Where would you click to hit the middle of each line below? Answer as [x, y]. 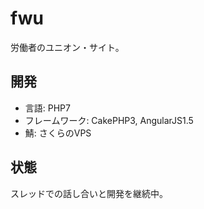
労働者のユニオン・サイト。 [67, 47]
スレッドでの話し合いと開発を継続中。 [89, 193]
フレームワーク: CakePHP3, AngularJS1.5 [109, 120]
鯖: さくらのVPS [58, 133]
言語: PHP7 [47, 108]
